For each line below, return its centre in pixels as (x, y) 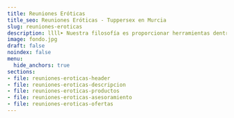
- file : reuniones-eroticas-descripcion (67, 85)
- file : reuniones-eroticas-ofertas (60, 104)
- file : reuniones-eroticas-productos (63, 91)
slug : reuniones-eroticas (45, 26)
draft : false (26, 46)
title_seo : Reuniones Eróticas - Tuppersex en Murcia (87, 20)
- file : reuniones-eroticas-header (59, 78)
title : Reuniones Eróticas (46, 14)
